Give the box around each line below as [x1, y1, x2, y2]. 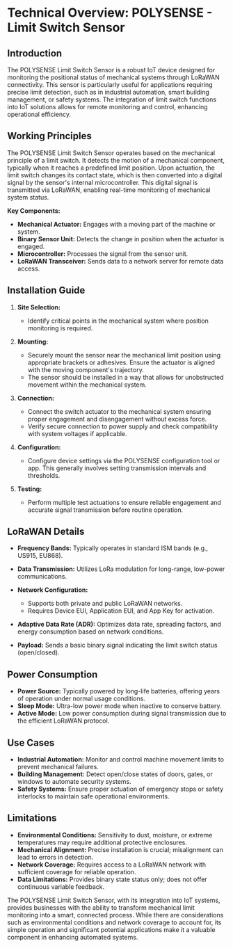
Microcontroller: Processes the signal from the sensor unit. [17, 249, 188, 258]
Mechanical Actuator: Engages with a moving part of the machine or [17, 220, 216, 228]
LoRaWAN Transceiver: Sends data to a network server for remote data [17, 257, 224, 265]
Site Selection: [17, 303, 61, 311]
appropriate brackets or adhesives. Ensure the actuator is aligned [27, 358, 216, 367]
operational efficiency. [7, 110, 72, 118]
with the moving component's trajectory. [27, 365, 144, 373]
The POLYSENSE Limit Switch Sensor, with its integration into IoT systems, [7, 896, 220, 904]
